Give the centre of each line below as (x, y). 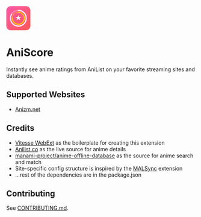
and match (28, 162)
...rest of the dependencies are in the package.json (78, 175)
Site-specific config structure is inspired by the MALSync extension (99, 168)
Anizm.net (28, 109)
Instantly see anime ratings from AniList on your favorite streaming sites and (101, 69)
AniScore (30, 53)
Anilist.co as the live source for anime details (70, 149)
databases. (20, 75)
